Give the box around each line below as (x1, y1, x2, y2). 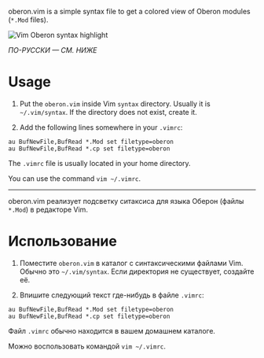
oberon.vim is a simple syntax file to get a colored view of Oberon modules (8, 7, 251, 16)
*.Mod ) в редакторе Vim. (8, 205, 89, 214)
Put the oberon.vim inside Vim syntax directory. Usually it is (19, 98, 211, 109)
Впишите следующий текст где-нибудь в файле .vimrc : (19, 290, 204, 300)
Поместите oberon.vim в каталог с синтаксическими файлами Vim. (19, 258, 244, 268)
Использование (8, 232, 118, 250)
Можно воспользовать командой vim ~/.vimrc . (8, 341, 167, 351)
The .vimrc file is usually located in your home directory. (8, 158, 191, 168)
